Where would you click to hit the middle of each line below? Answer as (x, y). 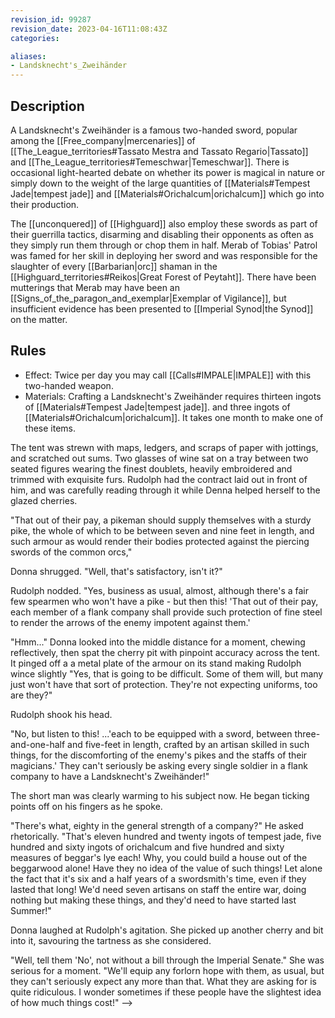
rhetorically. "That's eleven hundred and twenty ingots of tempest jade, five (166, 836)
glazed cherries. (44, 500)
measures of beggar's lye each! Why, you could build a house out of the (159, 857)
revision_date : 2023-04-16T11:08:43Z (89, 29)
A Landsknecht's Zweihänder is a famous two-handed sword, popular (154, 130)
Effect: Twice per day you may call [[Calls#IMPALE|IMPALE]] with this (168, 375)
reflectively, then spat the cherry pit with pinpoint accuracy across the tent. (165, 652)
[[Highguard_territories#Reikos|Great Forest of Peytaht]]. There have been (163, 277)
